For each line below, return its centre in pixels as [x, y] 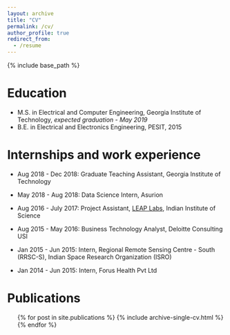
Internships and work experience [104, 155]
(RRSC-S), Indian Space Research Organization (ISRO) [94, 257]
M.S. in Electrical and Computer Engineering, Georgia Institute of [109, 112]
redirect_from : [29, 39]
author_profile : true [38, 33]
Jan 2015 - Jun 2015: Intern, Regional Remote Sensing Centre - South [116, 249]
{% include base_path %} [44, 65]
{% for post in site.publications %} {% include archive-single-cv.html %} [120, 317]
